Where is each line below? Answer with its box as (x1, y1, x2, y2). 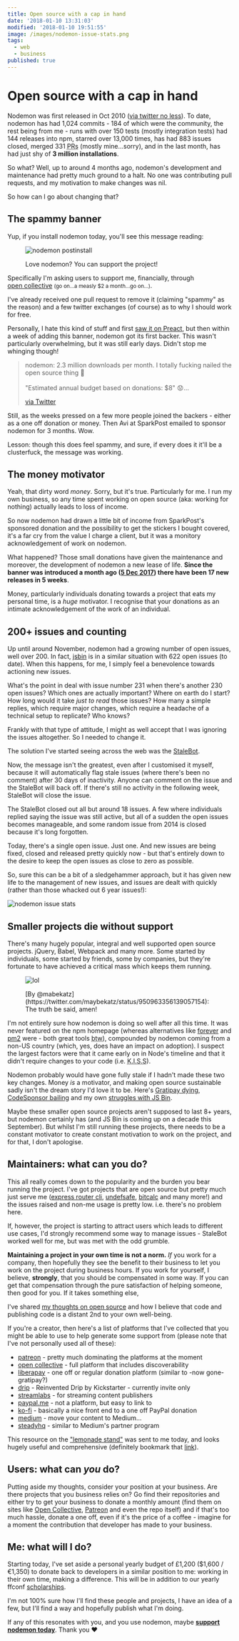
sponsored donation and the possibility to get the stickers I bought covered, (7, 524, 230, 532)
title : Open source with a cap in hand (7, 10, 126, 18)
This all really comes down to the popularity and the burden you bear (7, 1177, 210, 1186)
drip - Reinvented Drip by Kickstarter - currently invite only (17, 1383, 190, 1392)
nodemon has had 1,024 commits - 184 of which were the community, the (7, 119, 223, 127)
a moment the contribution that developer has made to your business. (7, 1520, 213, 1529)
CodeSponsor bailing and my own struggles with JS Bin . (7, 1093, 173, 1101)
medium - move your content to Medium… (17, 1413, 142, 1422)
